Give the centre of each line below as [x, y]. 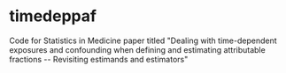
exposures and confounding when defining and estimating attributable [137, 49]
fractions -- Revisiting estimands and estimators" [99, 59]
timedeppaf [53, 16]
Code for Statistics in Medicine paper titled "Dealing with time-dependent [143, 40]
